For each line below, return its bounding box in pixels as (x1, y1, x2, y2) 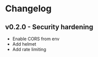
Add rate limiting (12, 47, 46, 52)
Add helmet (12, 41, 36, 47)
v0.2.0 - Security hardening (5, 23, 94, 31)
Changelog (5, 3, 52, 14)
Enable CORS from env (12, 36, 60, 42)
